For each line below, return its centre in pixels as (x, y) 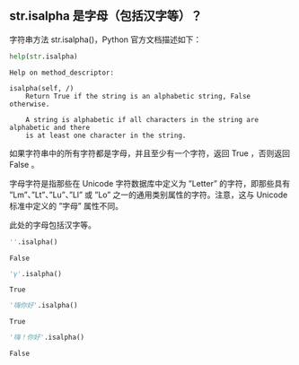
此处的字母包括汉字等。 (53, 225)
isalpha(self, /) (42, 88)
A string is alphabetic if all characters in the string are (142, 119)
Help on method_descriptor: (62, 73)
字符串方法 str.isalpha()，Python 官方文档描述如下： (106, 39)
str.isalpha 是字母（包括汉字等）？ (106, 16)
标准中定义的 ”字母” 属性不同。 (66, 205)
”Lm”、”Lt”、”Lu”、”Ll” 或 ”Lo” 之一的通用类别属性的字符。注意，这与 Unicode (149, 195)
